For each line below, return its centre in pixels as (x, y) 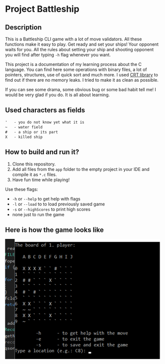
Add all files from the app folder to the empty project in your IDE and (81, 169)
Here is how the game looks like (55, 230)
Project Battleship (42, 9)
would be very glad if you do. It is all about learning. (57, 95)
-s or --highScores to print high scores (51, 209)
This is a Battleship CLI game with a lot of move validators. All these (74, 39)
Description (23, 27)
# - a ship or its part (31, 132)
